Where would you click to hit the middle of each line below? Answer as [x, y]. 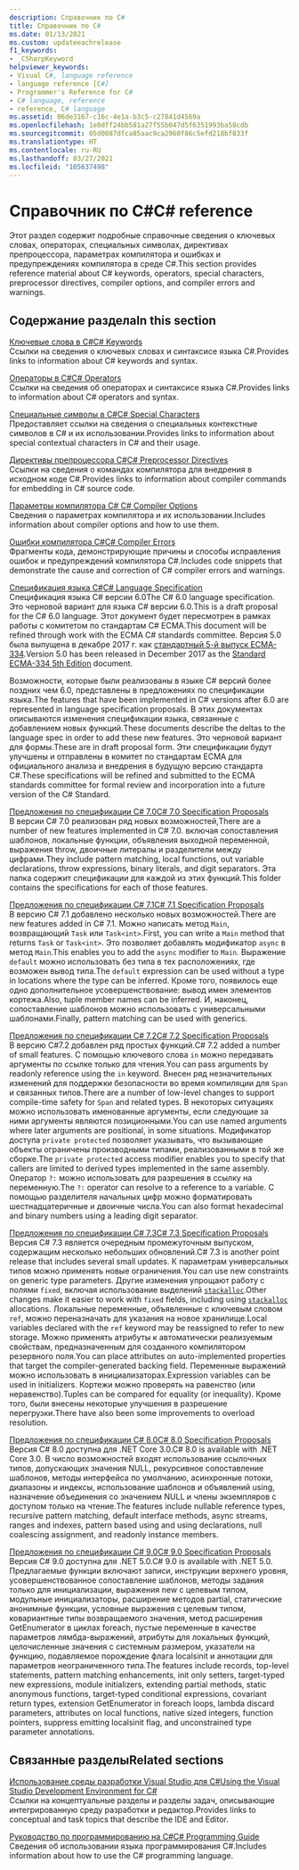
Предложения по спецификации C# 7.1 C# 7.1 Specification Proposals [137, 905]
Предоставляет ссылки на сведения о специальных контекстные [133, 424]
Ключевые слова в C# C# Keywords [76, 342]
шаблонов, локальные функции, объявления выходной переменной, [139, 840]
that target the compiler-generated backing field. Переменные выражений [148, 1366]
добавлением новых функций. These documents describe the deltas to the [148, 729]
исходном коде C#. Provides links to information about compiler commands [148, 479]
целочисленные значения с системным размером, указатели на [132, 1647]
